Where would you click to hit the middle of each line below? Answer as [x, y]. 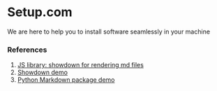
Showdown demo [43, 72]
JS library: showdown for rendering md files [81, 65]
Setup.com [40, 12]
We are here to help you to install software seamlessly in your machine [109, 31]
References [27, 50]
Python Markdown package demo [66, 80]
